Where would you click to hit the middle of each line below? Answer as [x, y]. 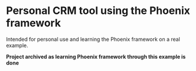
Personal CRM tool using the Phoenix [98, 11]
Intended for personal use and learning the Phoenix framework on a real [93, 39]
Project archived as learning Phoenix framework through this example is [96, 56]
